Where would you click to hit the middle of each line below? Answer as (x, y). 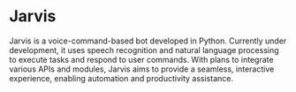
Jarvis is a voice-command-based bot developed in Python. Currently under (148, 41)
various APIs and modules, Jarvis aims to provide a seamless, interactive (142, 69)
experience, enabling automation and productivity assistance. (121, 78)
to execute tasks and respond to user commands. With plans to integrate (141, 59)
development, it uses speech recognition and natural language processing (144, 50)
